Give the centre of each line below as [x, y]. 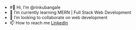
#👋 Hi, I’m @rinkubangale [35, 7]
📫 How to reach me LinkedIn [39, 23]
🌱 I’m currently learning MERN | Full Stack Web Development [70, 12]
